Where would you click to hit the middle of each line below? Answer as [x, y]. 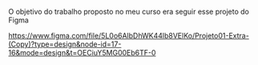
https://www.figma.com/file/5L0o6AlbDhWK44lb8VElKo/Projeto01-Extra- [129, 36]
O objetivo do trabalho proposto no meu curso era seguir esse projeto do [129, 12]
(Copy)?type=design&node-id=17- [65, 44]
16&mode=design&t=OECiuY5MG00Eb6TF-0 [82, 53]
